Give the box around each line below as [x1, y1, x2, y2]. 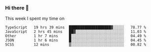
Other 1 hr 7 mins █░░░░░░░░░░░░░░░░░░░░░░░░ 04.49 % [5, 34, 147, 39]
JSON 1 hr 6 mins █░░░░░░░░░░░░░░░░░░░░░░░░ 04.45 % [5, 38, 147, 43]
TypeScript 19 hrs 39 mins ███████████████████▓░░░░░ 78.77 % [5, 25, 147, 30]
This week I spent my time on [5, 16, 65, 22]
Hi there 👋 [5, 4, 30, 11]
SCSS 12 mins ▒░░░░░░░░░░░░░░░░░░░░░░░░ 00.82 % [5, 42, 147, 47]
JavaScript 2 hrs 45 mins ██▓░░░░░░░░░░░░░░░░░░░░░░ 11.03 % [5, 29, 147, 34]
